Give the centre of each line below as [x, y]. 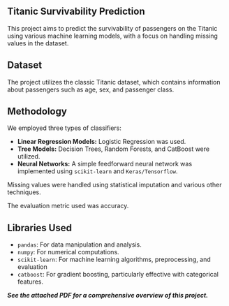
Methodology [37, 111]
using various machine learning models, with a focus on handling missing [113, 36]
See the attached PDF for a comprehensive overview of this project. [108, 296]
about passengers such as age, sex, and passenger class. [91, 89]
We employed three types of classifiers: [65, 128]
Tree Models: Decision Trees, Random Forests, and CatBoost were [113, 149]
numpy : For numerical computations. [68, 252]
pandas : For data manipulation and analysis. [79, 245]
